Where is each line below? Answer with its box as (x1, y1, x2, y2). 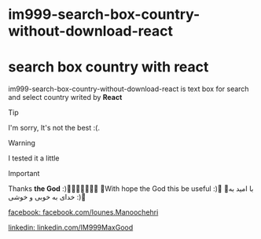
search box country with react (8, 58, 209, 76)
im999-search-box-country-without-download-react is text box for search (8, 84, 249, 94)
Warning (8, 138, 35, 148)
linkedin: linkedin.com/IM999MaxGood (8, 222, 134, 233)
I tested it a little (8, 153, 61, 163)
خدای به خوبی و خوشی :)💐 (8, 193, 86, 202)
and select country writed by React (8, 93, 123, 102)
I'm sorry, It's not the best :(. (8, 123, 101, 133)
